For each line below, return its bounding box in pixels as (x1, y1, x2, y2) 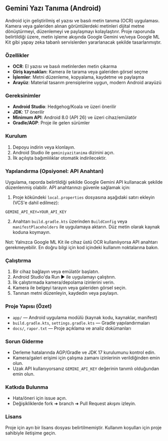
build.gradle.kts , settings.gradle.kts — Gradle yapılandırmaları (12, 320, 150, 326)
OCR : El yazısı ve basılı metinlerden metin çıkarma (12, 63, 117, 70)
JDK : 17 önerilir (12, 109, 45, 115)
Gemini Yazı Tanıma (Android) (5, 4, 101, 13)
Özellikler (5, 52, 29, 59)
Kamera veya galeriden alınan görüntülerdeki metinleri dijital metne (5, 23, 145, 29)
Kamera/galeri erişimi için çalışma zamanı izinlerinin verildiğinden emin (12, 355, 160, 361)
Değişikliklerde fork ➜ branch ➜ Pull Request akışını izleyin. (12, 400, 137, 406)
